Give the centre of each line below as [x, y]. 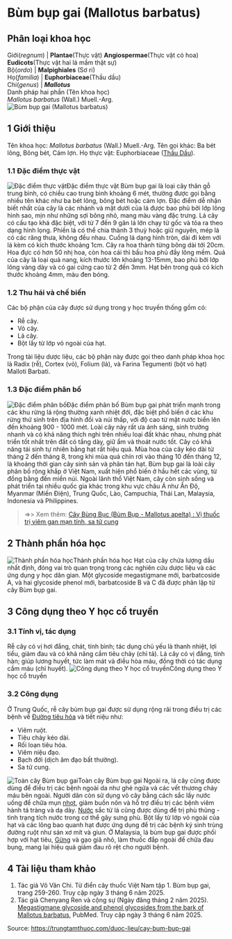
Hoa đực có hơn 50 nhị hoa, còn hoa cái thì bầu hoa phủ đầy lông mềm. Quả [116, 252]
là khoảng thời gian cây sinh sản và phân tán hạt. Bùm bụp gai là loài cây [111, 464]
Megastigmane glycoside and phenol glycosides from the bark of [110, 908]
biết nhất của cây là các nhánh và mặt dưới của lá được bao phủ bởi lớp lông [116, 208]
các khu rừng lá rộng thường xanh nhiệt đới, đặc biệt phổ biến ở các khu [110, 412]
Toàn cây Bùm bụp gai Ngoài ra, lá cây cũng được [149, 781]
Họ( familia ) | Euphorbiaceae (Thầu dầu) [64, 77]
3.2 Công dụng [33, 694]
